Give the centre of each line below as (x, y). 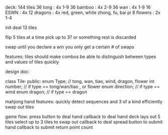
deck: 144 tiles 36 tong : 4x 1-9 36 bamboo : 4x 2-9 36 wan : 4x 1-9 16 (78, 7)
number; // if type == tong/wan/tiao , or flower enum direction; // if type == (83, 86)
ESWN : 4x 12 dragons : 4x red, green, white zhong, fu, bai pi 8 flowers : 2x (83, 12)
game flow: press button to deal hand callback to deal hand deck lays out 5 (83, 116)
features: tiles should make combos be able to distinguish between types (81, 56)
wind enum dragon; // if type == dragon (46, 92)
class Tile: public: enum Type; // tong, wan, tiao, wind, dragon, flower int (80, 81)
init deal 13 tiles (21, 27)
